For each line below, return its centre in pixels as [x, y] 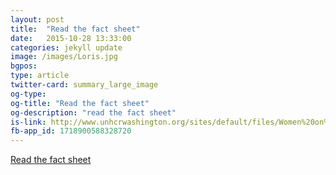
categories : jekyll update [66, 47]
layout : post [37, 19]
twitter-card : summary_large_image [84, 85]
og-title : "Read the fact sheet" [80, 103]
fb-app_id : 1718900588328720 [71, 131]
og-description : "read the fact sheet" [93, 112]
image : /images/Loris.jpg [64, 57]
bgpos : [24, 66]
